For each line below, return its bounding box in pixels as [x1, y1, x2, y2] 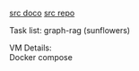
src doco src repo [9, 8, 75, 18]
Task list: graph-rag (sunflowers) [9, 25, 131, 35]
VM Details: [9, 42, 52, 53]
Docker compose [9, 52, 74, 62]
